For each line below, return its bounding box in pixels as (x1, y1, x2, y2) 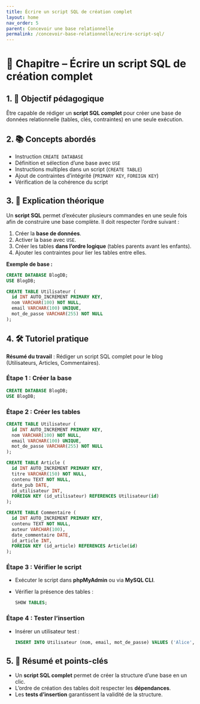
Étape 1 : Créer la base (6, 374, 72, 382)
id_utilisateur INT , (11, 487, 63, 494)
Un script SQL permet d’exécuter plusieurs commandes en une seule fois (6, 211, 187, 219)
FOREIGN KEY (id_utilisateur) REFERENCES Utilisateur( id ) (11, 493, 160, 499)
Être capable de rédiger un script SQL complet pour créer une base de (6, 109, 181, 117)
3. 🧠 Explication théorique (6, 196, 105, 206)
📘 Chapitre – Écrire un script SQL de (6, 57, 187, 71)
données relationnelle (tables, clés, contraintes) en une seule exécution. (6, 116, 184, 123)
